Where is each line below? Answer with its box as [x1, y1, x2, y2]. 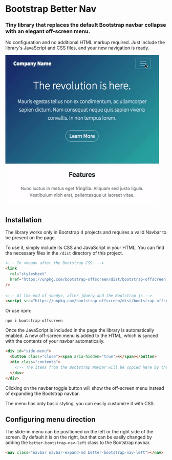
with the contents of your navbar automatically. [5, 338, 105, 344]
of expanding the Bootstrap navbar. [5, 390, 80, 396]
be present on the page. [5, 235, 56, 241]
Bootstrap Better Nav [5, 3, 97, 15]
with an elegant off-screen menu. [5, 28, 91, 35]
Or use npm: [5, 308, 32, 314]
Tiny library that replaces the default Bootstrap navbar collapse [5, 22, 166, 29]
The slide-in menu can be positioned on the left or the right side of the [5, 429, 154, 435]
